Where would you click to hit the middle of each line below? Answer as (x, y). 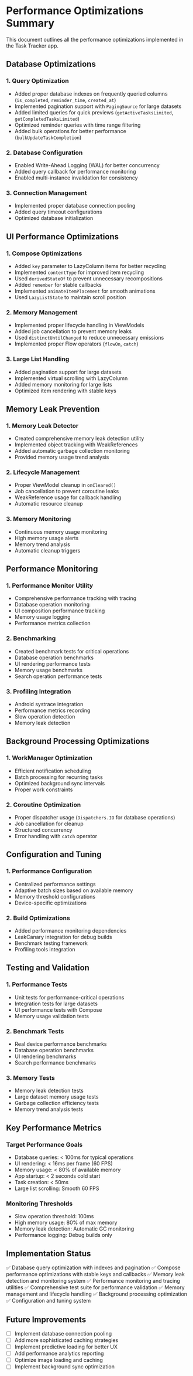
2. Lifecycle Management (43, 472)
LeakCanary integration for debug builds (63, 937)
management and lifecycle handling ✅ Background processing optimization (97, 1294)
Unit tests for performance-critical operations (69, 997)
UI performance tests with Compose (58, 1009)
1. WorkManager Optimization (49, 758)
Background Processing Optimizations (78, 741)
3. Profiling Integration (39, 692)
